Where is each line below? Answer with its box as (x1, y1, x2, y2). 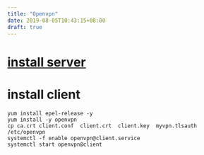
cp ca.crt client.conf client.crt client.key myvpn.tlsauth (7, 122, 198, 130)
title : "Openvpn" (7, 10, 59, 18)
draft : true (7, 23, 42, 30)
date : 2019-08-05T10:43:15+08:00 (7, 17, 106, 24)
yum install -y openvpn (7, 116, 78, 123)
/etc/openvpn (7, 128, 46, 135)
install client (7, 86, 81, 103)
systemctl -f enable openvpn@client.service (7, 134, 140, 142)
